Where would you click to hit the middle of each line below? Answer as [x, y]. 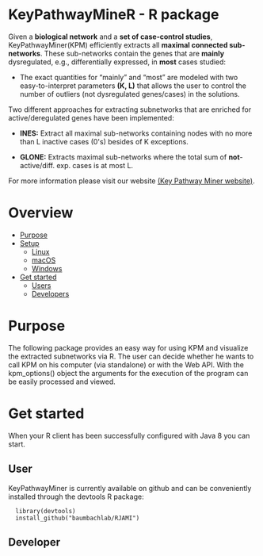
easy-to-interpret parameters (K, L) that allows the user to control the [133, 86]
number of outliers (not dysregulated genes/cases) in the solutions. [130, 94]
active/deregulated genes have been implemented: [91, 117]
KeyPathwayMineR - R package [114, 15]
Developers [50, 293]
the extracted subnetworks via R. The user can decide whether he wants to [131, 356]
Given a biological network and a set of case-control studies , [111, 36]
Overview [41, 213]
